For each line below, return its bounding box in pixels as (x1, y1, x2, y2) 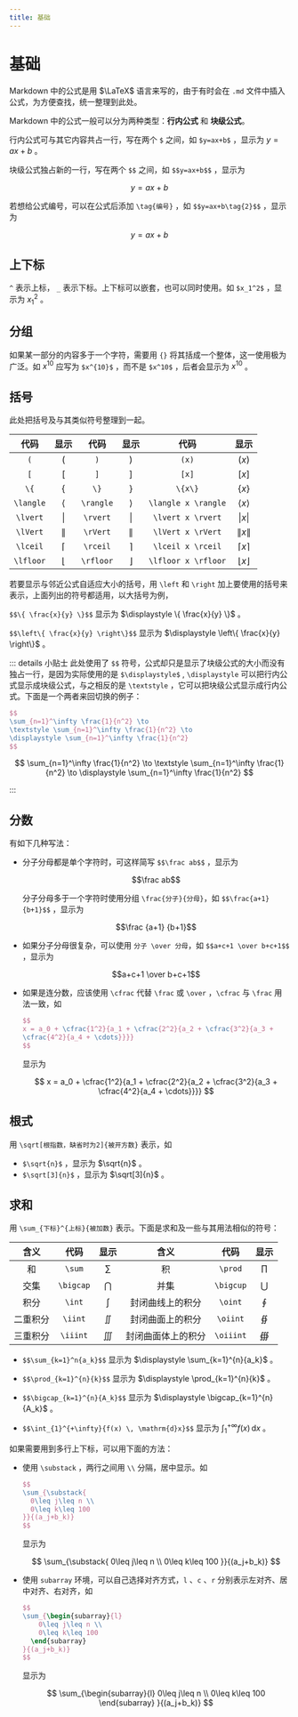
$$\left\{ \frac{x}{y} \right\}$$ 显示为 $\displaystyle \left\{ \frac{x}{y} (9, 628, 280, 639)
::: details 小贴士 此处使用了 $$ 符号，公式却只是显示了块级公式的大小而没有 (9, 657, 286, 668)
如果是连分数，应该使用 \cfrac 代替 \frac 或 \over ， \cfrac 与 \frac (21, 987, 273, 998)
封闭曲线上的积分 (130, 1296, 202, 1309)
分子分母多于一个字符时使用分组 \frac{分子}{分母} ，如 (21, 893, 220, 904)
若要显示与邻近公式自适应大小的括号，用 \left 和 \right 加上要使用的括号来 (9, 579, 288, 590)
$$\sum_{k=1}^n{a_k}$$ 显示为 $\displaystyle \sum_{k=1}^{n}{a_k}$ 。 (21, 1354, 278, 1366)
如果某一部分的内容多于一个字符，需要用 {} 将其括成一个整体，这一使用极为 (9, 349, 287, 360)
